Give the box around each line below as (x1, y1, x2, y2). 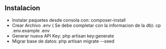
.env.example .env (12, 27, 50, 34)
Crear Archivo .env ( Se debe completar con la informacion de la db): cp (12, 22, 161, 28)
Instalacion (5, 4, 41, 12)
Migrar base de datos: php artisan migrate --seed (12, 38, 115, 44)
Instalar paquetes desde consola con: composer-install (12, 17, 126, 23)
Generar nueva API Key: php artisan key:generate (12, 33, 114, 39)
